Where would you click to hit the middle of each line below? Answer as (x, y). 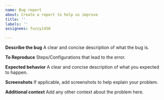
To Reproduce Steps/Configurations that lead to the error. (65, 57)
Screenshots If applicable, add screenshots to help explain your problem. (82, 82)
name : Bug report (23, 10)
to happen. (16, 72)
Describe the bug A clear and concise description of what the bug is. (77, 47)
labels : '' (17, 24)
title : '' (16, 19)
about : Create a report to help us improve (52, 15)
